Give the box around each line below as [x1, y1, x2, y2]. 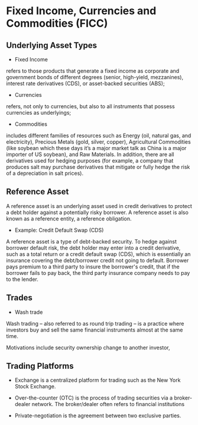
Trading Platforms [6, 361, 74, 371]
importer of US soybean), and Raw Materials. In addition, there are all [6, 151, 174, 158]
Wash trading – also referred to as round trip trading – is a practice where [6, 320, 184, 327]
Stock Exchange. [14, 383, 56, 390]
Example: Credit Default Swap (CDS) [14, 226, 104, 233]
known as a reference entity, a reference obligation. [6, 215, 132, 222]
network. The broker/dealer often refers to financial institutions [31, 401, 185, 408]
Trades [6, 293, 33, 303]
